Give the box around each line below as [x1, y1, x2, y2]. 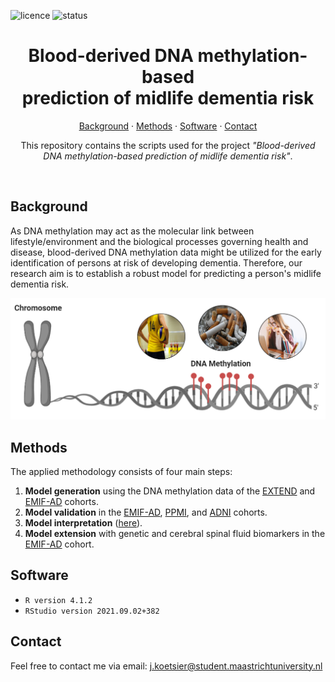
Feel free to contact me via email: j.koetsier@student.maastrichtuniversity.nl [10, 660, 323, 672]
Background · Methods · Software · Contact [78, 120, 258, 132]
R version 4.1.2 [24, 595, 93, 605]
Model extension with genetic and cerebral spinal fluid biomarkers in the [24, 527, 326, 539]
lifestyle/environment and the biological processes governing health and [10, 235, 309, 247]
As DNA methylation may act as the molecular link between [10, 225, 255, 237]
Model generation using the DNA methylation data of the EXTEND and [24, 485, 316, 497]
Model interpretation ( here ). [24, 516, 143, 529]
